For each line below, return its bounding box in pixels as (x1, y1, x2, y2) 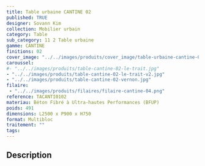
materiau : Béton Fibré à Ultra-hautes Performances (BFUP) (6, 99, 160, 105)
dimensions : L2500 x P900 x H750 (6, 111, 92, 117)
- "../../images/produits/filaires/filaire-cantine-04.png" (9, 88, 165, 94)
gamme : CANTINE (6, 43, 45, 49)
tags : (6, 128, 20, 134)
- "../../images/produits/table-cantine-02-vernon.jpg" (6, 77, 151, 83)
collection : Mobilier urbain (6, 26, 81, 32)
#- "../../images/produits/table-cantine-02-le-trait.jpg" (6, 65, 160, 72)
